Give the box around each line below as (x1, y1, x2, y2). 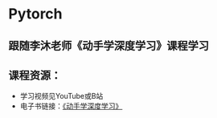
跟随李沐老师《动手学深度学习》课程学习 (8, 39, 209, 52)
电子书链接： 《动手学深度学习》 (19, 101, 123, 111)
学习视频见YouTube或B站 (19, 92, 104, 101)
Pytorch (8, 5, 63, 23)
